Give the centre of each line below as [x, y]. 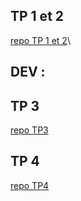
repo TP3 [29, 130]
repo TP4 [30, 185]
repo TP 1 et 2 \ [40, 40]
